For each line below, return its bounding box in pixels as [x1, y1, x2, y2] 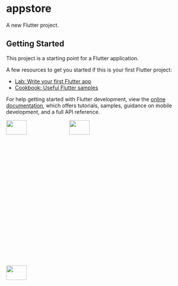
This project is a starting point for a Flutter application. [6, 54, 139, 61]
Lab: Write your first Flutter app [14, 77, 92, 85]
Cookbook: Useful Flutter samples [14, 84, 98, 91]
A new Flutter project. [6, 21, 59, 29]
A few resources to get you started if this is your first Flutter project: [6, 66, 172, 73]
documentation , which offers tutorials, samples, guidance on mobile [6, 102, 172, 109]
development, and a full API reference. [6, 108, 100, 115]
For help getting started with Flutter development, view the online [6, 95, 166, 102]
